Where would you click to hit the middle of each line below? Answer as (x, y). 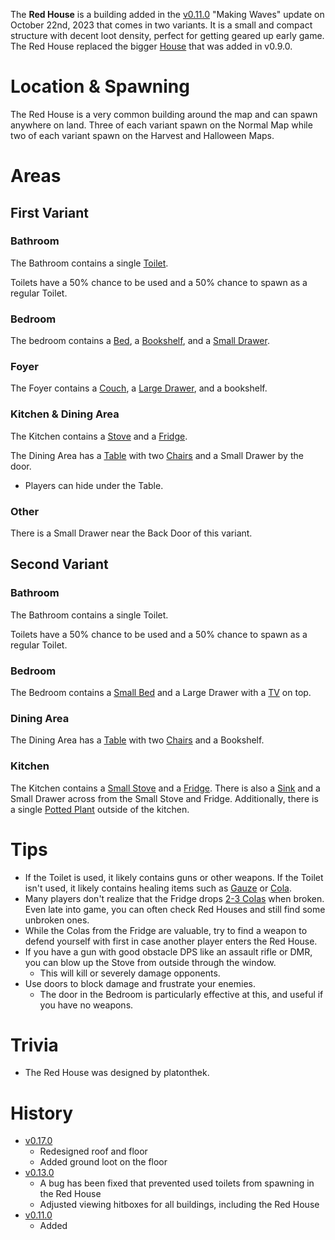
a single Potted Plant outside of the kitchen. (100, 809)
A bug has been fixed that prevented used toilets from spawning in (177, 1183)
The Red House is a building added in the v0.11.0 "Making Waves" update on (167, 14)
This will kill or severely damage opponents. (130, 973)
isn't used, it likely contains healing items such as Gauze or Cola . (158, 888)
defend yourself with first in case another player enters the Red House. (171, 941)
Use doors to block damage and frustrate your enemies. (140, 983)
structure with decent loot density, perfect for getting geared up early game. (167, 35)
